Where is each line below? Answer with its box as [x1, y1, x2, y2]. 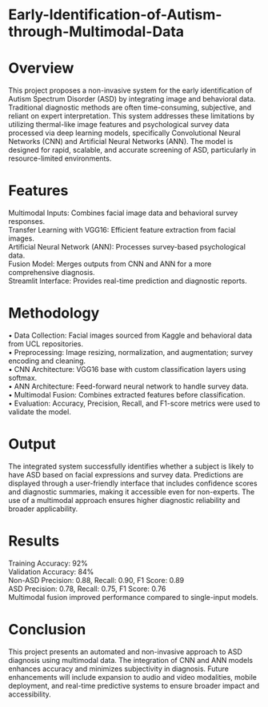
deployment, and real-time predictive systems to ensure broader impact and [8, 681, 260, 690]
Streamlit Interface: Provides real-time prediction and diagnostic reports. [8, 276, 248, 286]
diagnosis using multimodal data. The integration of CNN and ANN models [8, 655, 254, 665]
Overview [8, 59, 74, 78]
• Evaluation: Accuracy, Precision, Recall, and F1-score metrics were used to [8, 398, 261, 408]
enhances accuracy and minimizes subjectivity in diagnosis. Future [8, 664, 230, 673]
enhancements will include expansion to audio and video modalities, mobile [8, 672, 258, 681]
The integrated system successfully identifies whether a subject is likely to [8, 461, 254, 471]
